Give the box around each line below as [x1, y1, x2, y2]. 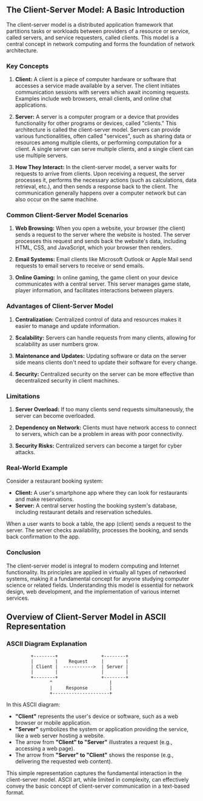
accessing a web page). [15, 745, 75, 752]
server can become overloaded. [15, 412, 95, 419]
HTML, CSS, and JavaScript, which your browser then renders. [15, 244, 173, 251]
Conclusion [6, 548, 41, 557]
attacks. [15, 449, 35, 455]
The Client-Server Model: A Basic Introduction [6, 5, 185, 15]
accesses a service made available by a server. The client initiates [15, 82, 181, 90]
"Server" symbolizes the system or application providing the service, [15, 726, 189, 733]
